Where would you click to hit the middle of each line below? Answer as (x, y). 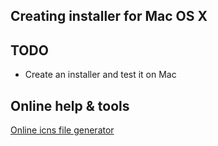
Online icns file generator (62, 130)
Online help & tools (70, 105)
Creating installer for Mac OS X (109, 16)
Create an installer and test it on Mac (100, 75)
